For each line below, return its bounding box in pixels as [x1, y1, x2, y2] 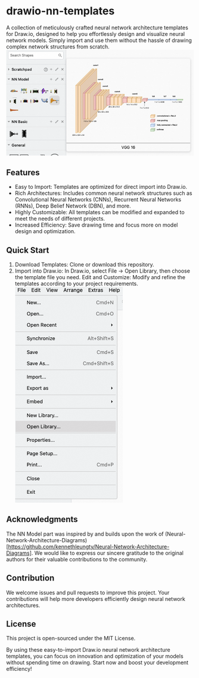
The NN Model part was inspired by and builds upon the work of [6, 530, 164, 537]
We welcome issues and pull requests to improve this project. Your [6, 589, 170, 596]
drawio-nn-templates [6, 4, 115, 18]
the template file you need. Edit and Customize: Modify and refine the [14, 274, 186, 280]
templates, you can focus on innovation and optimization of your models [6, 653, 184, 660]
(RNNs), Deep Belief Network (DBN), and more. [14, 202, 131, 210]
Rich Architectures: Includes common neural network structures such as [14, 190, 192, 197]
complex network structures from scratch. [6, 43, 110, 50]
